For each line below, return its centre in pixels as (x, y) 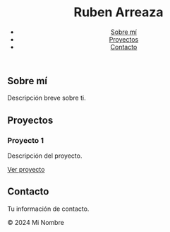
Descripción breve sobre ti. (47, 98)
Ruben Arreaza (119, 12)
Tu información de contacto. (48, 209)
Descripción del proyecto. (45, 156)
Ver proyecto (26, 170)
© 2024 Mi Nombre (36, 222)
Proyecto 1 (26, 140)
